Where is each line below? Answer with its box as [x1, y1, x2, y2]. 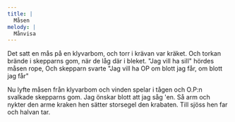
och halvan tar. [7, 108, 51, 116]
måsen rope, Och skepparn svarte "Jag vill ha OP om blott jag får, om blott [7, 64, 223, 73]
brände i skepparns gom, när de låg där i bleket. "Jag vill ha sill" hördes [7, 57, 214, 66]
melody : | [7, 23, 37, 30]
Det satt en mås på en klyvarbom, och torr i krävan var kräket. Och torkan [7, 49, 221, 58]
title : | [7, 10, 33, 18]
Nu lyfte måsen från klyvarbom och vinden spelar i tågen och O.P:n [7, 85, 203, 94]
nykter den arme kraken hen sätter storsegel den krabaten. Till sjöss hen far [7, 100, 228, 109]
